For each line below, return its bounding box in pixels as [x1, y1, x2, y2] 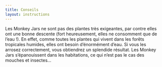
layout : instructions [5, 12, 50, 17]
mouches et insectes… [5, 57, 52, 63]
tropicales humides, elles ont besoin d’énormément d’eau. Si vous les [5, 41, 146, 47]
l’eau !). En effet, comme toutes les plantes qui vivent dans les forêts [5, 36, 145, 42]
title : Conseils [5, 7, 39, 12]
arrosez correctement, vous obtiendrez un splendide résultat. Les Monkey [5, 47, 157, 53]
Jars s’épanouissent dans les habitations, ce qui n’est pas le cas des [5, 52, 145, 58]
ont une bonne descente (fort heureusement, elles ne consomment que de [5, 31, 158, 37]
